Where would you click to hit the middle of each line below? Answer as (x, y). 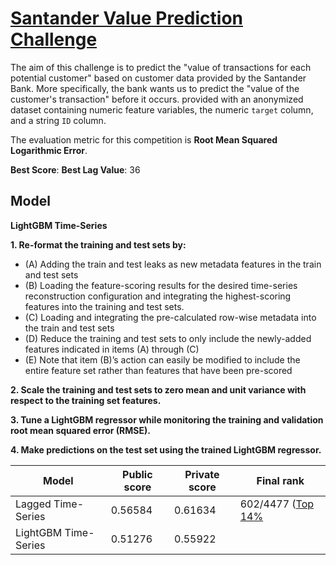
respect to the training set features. (86, 400)
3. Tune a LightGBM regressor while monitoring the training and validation (167, 419)
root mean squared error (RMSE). (80, 430)
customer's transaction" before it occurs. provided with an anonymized (157, 99)
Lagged (33, 504)
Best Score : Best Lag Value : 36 (75, 169)
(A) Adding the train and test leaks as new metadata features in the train (173, 264)
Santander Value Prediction (126, 18)
